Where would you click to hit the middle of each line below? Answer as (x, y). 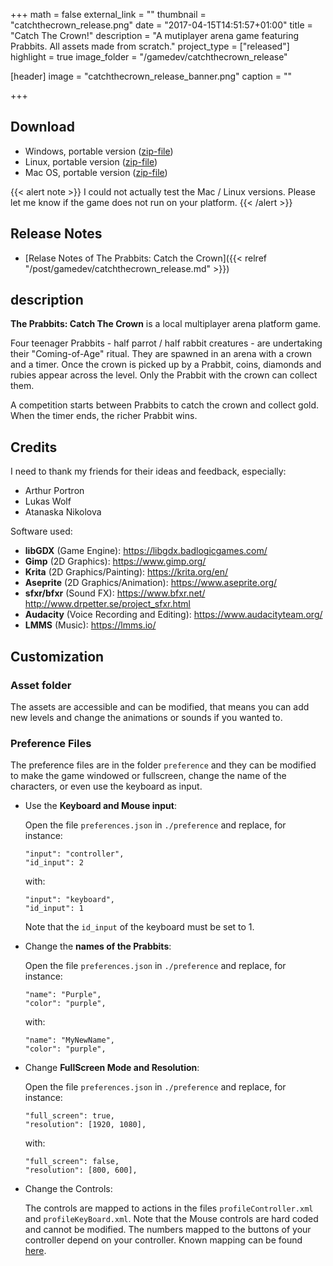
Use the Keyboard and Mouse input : (100, 806)
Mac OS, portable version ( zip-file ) (96, 172)
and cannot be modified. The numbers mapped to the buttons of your (168, 1230)
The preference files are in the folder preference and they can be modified (163, 765)
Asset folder (41, 685)
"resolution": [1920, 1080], (85, 1125)
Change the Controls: (68, 1189)
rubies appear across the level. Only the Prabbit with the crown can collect (164, 375)
